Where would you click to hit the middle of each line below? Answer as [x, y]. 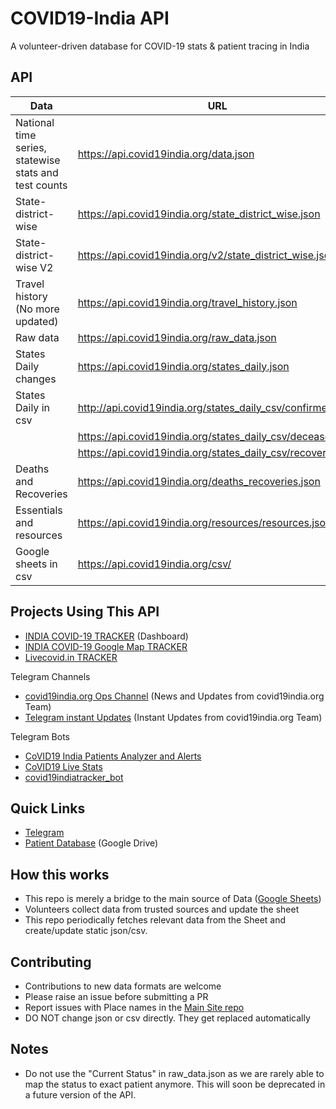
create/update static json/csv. [86, 931]
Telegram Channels [50, 676]
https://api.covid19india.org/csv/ [154, 564]
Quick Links [48, 808]
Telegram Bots [40, 736]
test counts [41, 185]
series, [31, 147]
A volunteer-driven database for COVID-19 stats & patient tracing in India [160, 46]
